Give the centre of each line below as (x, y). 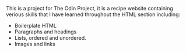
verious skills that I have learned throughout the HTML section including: (93, 14)
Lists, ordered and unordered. (50, 38)
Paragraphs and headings (45, 32)
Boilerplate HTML (36, 26)
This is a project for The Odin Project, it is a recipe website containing (90, 8)
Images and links (35, 44)
